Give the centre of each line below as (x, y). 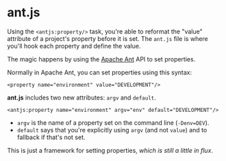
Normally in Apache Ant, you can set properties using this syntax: (100, 72)
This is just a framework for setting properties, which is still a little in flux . (110, 150)
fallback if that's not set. (51, 137)
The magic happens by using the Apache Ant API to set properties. (101, 59)
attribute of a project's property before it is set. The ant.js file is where (108, 38)
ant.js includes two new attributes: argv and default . (81, 98)
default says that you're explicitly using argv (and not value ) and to (112, 130)
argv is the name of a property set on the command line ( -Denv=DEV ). (113, 122)
